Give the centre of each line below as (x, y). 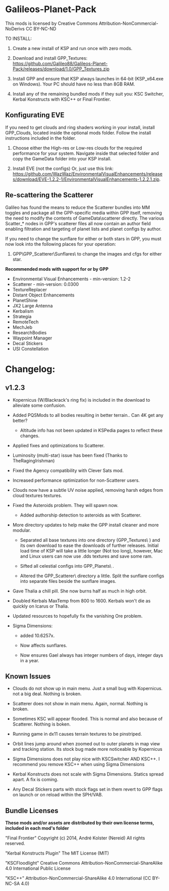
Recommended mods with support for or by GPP (57, 269)
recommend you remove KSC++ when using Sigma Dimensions (78, 765)
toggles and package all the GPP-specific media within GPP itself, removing (84, 213)
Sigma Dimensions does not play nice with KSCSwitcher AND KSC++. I (86, 759)
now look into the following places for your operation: (61, 244)
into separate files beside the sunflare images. (68, 581)
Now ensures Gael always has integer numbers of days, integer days (92, 655)
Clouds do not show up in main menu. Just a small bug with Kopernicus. (88, 689)
